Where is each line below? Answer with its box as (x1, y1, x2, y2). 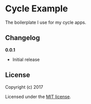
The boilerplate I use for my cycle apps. (5, 19, 87, 25)
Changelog (5, 34, 40, 42)
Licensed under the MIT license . (5, 94, 71, 100)
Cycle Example (5, 3, 68, 14)
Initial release (12, 56, 40, 62)
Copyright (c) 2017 (5, 84, 43, 90)
